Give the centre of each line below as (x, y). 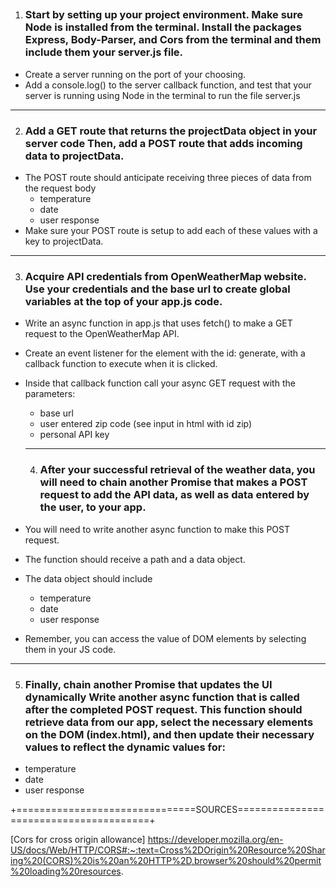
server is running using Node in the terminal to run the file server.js (162, 95)
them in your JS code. (70, 649)
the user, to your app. (93, 507)
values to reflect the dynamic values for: (125, 747)
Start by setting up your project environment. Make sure (164, 15)
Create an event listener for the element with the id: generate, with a (165, 353)
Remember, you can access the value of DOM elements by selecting (165, 638)
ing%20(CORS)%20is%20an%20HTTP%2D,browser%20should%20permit (166, 860)
